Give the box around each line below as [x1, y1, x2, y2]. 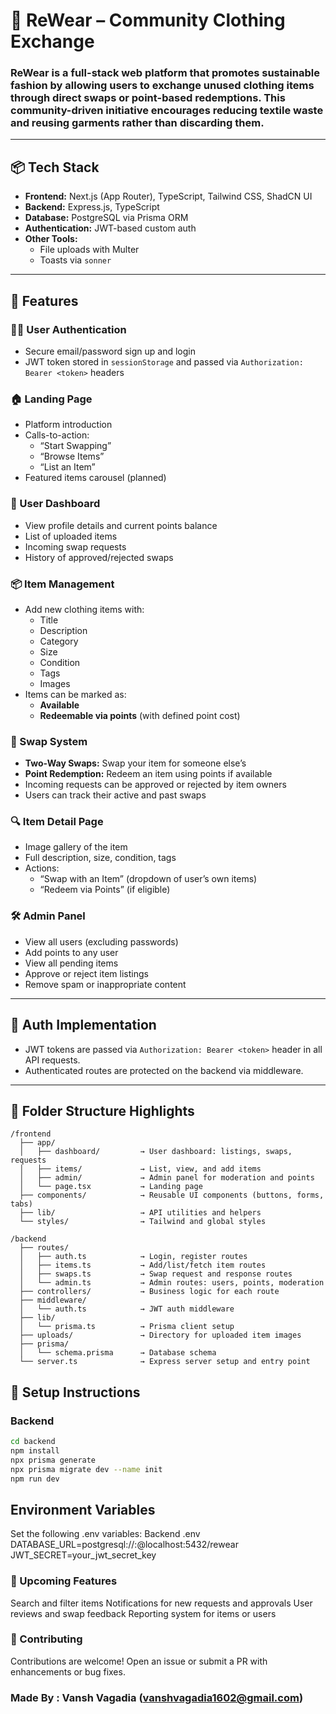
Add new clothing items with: [24, 603, 145, 615]
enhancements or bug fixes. [10, 1665, 126, 1678]
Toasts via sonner [39, 254, 112, 266]
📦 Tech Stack [10, 159, 100, 176]
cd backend [10, 1437, 56, 1447]
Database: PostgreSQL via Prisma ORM [24, 212, 189, 224]
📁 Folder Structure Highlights [10, 1102, 195, 1119]
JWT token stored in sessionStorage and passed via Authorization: [24, 355, 304, 368]
